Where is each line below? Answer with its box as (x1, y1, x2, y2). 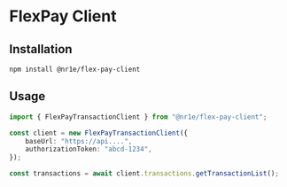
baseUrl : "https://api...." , (25, 136, 133, 145)
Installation (9, 42, 73, 57)
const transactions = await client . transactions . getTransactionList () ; (9, 169, 279, 178)
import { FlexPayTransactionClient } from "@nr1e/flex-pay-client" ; (9, 113, 268, 121)
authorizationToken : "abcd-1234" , (25, 144, 152, 154)
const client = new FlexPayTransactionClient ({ (9, 129, 189, 137)
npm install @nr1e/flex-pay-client (9, 65, 141, 74)
